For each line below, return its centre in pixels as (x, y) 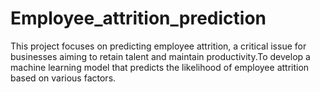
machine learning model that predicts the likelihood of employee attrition (160, 67)
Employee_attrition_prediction (138, 18)
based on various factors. (63, 78)
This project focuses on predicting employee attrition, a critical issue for (158, 46)
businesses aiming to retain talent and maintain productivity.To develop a (160, 56)
